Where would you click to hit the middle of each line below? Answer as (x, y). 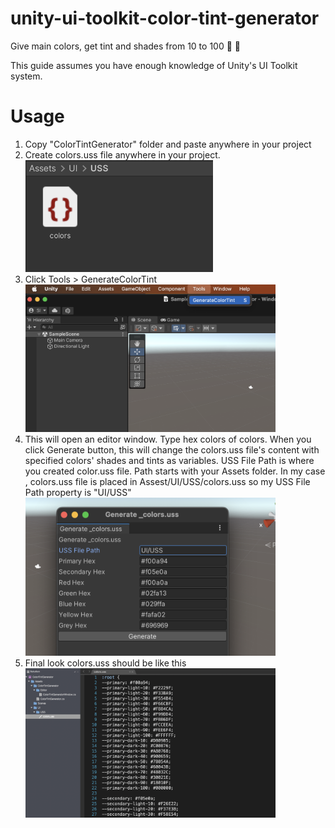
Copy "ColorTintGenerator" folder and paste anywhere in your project (168, 144)
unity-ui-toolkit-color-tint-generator (165, 18)
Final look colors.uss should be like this (105, 663)
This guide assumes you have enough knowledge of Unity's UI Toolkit (154, 65)
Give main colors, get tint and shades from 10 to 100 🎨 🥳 (125, 46)
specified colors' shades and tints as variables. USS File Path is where (169, 461)
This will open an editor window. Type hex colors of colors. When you (168, 439)
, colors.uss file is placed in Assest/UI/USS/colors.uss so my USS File (167, 482)
